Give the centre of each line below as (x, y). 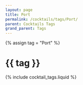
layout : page (19, 10)
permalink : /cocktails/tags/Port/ (42, 19)
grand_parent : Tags (26, 29)
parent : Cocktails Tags (30, 24)
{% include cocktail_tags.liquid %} (41, 77)
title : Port (18, 15)
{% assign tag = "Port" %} (33, 43)
